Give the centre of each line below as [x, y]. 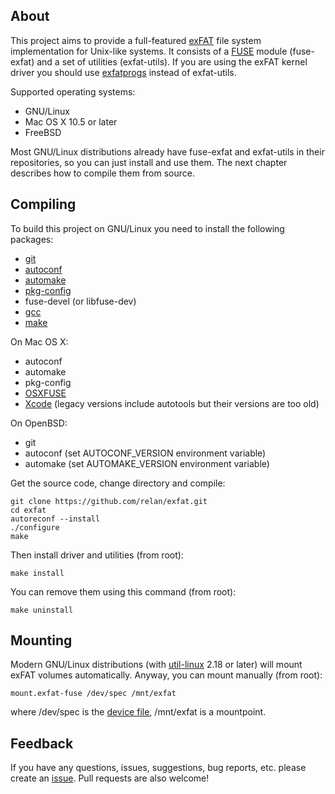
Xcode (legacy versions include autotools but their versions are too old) [172, 403]
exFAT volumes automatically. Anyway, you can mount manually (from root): [166, 675]
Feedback [42, 743]
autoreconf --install [55, 519]
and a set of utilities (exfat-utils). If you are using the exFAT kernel [172, 61]
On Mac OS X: [39, 341]
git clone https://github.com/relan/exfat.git [109, 501]
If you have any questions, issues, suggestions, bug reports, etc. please [158, 768]
